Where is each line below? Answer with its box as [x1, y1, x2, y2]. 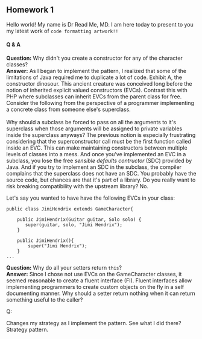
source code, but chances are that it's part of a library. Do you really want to [6, 176, 196, 183]
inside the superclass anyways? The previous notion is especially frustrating [6, 131, 196, 139]
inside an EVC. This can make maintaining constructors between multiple [6, 144, 188, 151]
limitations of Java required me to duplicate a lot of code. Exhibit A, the [6, 74, 183, 81]
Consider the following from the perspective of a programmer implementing [6, 100, 195, 107]
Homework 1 [6, 5, 54, 15]
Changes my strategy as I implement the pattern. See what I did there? [6, 320, 181, 327]
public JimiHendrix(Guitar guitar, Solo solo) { [17, 217, 142, 223]
